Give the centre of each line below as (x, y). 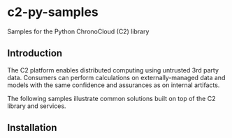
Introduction (35, 53)
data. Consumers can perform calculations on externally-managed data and (116, 77)
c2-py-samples (53, 12)
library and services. (37, 106)
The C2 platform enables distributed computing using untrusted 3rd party (113, 70)
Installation (32, 128)
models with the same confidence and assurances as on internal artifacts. (114, 85)
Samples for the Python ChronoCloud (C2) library (78, 31)
